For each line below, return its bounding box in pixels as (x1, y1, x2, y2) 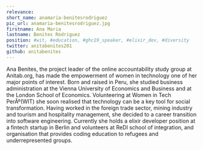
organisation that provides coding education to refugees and (6, 130, 158, 137)
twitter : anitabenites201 (6, 43, 72, 49)
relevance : (6, 9, 34, 15)
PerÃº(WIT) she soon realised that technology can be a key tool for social (6, 98, 191, 105)
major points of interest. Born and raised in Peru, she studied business (6, 78, 183, 85)
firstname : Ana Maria (6, 26, 62, 32)
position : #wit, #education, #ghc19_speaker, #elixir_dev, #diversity (6, 37, 190, 43)
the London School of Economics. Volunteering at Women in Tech (6, 91, 172, 98)
